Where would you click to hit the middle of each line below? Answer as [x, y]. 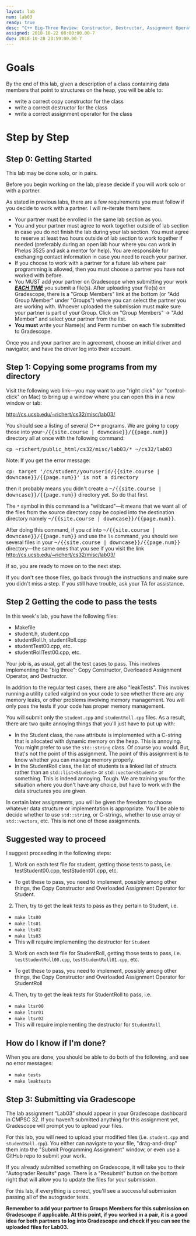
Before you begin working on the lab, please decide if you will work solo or [96, 184]
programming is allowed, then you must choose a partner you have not [99, 269]
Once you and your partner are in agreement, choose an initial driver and [94, 342]
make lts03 [28, 937]
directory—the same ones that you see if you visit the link [75, 548]
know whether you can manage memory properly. [75, 760]
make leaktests [33, 1082]
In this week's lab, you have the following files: [62, 616]
